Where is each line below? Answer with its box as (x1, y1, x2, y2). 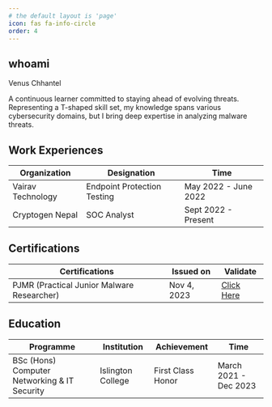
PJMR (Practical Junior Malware (12, 279, 134, 290)
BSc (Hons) (12, 354, 57, 366)
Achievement (155, 341, 209, 352)
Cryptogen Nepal (12, 210, 79, 220)
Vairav (12, 181, 36, 192)
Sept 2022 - (184, 204, 233, 215)
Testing (86, 191, 115, 202)
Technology (12, 191, 58, 202)
